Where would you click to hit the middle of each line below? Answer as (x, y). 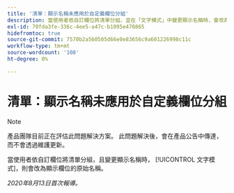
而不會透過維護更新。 (38, 144)
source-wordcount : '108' (43, 53)
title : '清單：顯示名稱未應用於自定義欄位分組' (68, 14)
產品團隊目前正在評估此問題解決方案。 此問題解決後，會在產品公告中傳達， (115, 136)
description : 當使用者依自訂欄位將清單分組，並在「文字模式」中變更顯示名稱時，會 (113, 20)
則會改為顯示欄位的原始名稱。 (65, 168)
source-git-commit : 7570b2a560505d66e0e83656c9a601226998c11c (99, 40)
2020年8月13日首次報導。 (44, 183)
